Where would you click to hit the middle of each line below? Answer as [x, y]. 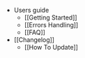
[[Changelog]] [34, 40]
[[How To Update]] [51, 47]
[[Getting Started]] [51, 17]
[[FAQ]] [34, 32]
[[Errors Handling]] [51, 25]
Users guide [31, 10]
